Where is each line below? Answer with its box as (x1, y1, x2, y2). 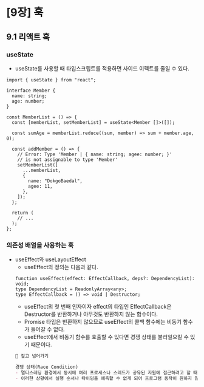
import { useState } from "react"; (6, 77, 97, 83)
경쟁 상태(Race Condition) (15, 364, 79, 371)
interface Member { (6, 87, 56, 94)
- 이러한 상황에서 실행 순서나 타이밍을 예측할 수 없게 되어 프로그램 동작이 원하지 (15, 375, 192, 382)
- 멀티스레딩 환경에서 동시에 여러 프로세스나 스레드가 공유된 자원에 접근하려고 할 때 (15, 369, 198, 375)
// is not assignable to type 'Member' (17, 156, 118, 163)
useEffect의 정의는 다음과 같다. (24, 264, 98, 271)
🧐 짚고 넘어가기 (15, 353, 49, 359)
